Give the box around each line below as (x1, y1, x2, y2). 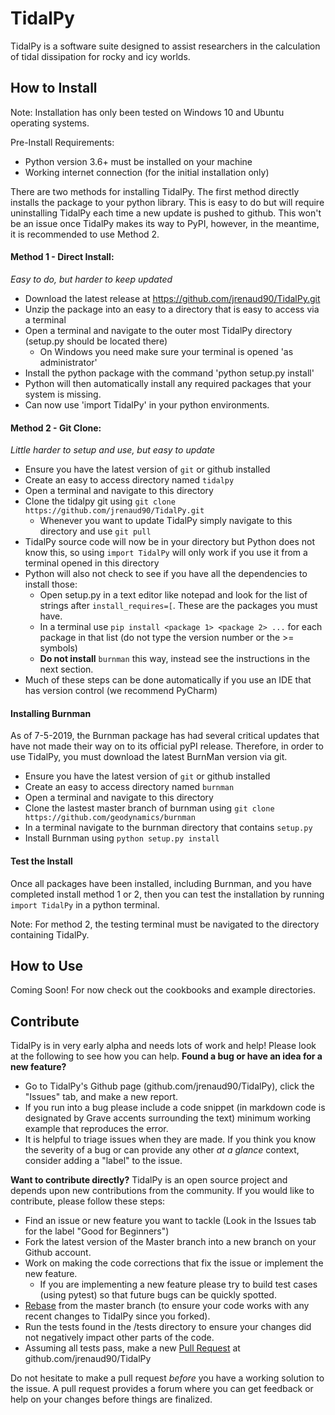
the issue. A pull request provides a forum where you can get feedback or (10, 1383, 314, 1395)
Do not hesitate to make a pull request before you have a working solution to (10, 1372, 325, 1384)
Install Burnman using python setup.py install (24, 832, 220, 844)
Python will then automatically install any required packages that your (24, 377, 312, 389)
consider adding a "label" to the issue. (24, 1155, 183, 1167)
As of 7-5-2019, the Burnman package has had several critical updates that (10, 730, 320, 742)
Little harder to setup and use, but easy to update (10, 444, 215, 456)
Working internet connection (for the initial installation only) (24, 166, 270, 178)
